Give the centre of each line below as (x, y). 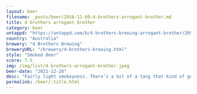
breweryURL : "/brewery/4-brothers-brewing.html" (67, 50)
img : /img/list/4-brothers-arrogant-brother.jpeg (68, 66)
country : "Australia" (33, 39)
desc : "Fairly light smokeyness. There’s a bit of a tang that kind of (95, 76)
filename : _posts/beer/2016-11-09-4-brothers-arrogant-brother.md (89, 17)
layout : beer (22, 11)
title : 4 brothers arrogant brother (51, 22)
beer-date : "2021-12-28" (36, 71)
